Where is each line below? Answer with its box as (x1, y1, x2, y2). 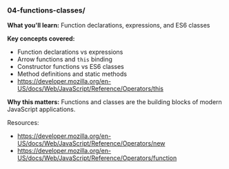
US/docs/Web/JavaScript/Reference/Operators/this (17, 85, 164, 93)
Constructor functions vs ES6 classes (17, 63, 124, 71)
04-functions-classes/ (7, 6, 86, 15)
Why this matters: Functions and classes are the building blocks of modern (7, 98, 222, 106)
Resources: (7, 119, 39, 127)
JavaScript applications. (7, 106, 76, 114)
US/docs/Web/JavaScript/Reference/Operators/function (17, 154, 177, 162)
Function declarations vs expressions (17, 48, 123, 57)
